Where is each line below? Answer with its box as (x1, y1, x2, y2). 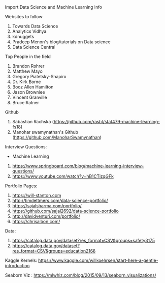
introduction (5, 263, 30, 268)
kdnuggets (12, 34, 34, 39)
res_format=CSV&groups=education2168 (12, 248, 96, 254)
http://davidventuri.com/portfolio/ (12, 213, 80, 219)
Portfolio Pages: (5, 183, 38, 189)
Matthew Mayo (12, 68, 43, 74)
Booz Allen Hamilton (12, 84, 54, 90)
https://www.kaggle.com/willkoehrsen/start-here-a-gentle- (38, 257, 159, 263)
